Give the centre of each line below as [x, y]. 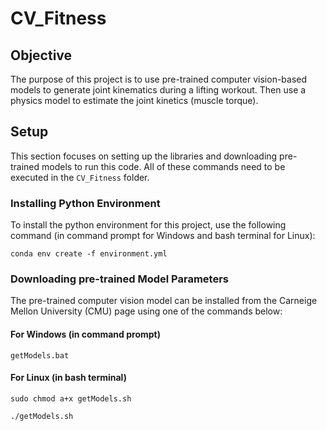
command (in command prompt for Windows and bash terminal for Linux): [163, 236]
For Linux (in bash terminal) [68, 378]
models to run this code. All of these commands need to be [163, 166]
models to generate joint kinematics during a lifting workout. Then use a [158, 90]
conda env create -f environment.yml [89, 254]
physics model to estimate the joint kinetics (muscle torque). [134, 100]
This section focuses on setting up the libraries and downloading [144, 156]
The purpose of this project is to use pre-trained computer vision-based [159, 79]
